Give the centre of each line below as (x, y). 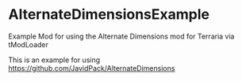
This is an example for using (54, 60)
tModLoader (29, 44)
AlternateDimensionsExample (109, 15)
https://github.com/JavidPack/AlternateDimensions (92, 68)
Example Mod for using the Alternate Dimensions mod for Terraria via (121, 36)
